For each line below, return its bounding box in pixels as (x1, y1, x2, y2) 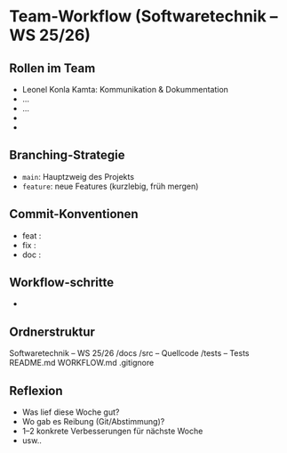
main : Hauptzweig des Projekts (21, 171, 135, 182)
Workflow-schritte (9, 275, 114, 290)
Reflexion (9, 383, 64, 398)
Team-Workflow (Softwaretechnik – (9, 6, 278, 27)
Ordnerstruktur (9, 324, 96, 339)
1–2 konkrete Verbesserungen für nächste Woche (21, 425, 203, 437)
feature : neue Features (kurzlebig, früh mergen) (21, 181, 199, 191)
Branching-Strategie (9, 148, 126, 163)
